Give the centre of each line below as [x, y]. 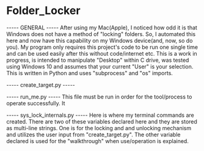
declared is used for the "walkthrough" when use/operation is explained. [98, 141]
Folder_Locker [43, 11]
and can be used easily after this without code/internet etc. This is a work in [102, 53]
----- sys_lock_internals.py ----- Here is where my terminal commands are [100, 115]
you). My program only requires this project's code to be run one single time [102, 47]
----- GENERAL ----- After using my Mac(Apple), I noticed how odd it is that [102, 28]
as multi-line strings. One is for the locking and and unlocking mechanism [99, 128]
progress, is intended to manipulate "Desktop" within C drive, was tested [98, 60]
